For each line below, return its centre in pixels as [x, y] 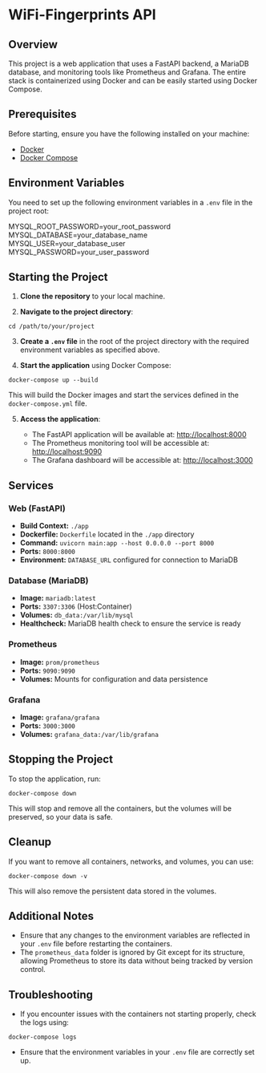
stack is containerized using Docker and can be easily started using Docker [133, 81]
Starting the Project [58, 277]
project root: [29, 211]
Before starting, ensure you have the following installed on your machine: [129, 133]
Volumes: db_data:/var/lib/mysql [77, 615]
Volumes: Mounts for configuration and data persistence [114, 678]
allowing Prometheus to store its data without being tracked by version [136, 961]
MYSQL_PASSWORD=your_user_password [79, 252]
